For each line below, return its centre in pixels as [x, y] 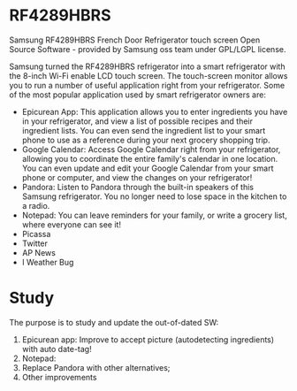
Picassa [36, 234]
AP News [38, 252]
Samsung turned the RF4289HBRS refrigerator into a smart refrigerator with [147, 66]
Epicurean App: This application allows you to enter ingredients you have [155, 111]
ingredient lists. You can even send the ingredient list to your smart [144, 130]
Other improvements [59, 377]
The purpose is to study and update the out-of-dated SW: [114, 322]
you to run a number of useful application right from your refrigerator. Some [147, 85]
